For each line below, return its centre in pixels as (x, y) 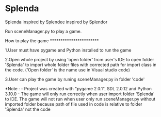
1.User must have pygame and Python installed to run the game (68, 50)
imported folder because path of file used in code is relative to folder (74, 104)
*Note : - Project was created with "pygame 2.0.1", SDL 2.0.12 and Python (78, 88)
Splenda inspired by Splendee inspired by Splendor (56, 22)
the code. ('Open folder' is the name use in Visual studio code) (67, 70)
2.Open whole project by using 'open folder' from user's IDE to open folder (80, 59)
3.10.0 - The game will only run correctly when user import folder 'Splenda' (80, 94)
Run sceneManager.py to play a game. (43, 31)
